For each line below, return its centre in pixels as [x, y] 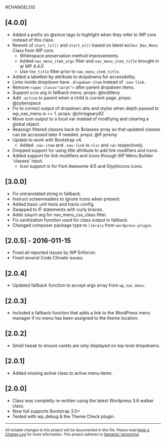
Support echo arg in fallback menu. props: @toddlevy [66, 92]
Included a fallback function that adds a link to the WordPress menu [81, 313]
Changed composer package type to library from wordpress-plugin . [82, 225]
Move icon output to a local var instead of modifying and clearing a [81, 119]
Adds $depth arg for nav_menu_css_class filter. [60, 214]
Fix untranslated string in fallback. [47, 194]
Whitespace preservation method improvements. [69, 55]
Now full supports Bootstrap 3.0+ [46, 411]
